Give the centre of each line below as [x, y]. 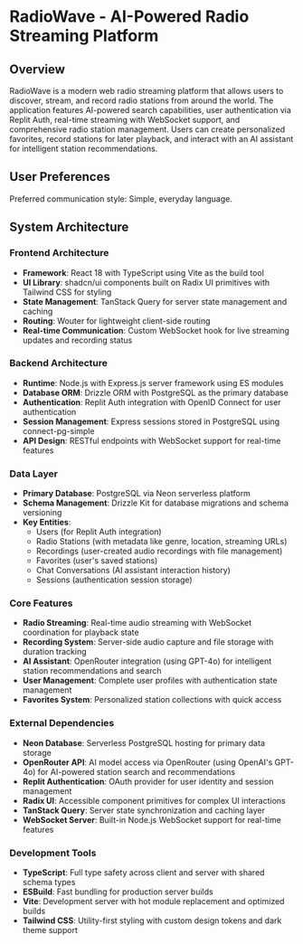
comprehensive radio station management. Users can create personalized [147, 129]
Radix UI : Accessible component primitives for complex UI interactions [154, 800]
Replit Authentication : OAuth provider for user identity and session [148, 781]
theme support [50, 930]
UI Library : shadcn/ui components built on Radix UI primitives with [146, 282]
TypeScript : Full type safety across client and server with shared [143, 872]
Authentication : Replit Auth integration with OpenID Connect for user [152, 402]
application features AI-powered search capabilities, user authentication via [151, 110]
